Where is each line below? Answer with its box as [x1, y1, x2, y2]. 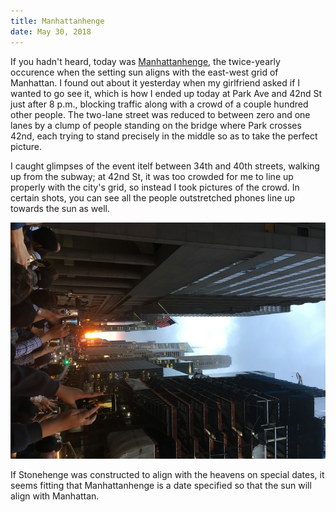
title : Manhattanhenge [10, 16, 105, 26]
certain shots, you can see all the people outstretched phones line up [10, 191, 296, 204]
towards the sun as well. [10, 202, 111, 214]
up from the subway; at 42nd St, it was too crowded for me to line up [10, 170, 294, 182]
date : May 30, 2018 [10, 26, 92, 37]
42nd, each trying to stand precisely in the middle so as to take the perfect [10, 130, 318, 142]
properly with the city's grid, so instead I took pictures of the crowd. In [10, 181, 300, 193]
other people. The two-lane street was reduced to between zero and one [10, 108, 311, 120]
